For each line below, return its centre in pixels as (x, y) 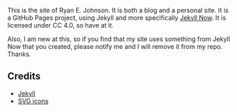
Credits (24, 76)
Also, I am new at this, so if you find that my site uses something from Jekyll (119, 39)
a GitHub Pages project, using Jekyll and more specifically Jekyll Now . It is (117, 18)
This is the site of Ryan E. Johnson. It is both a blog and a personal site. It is (118, 10)
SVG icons (33, 101)
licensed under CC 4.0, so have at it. (60, 25)
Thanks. (19, 54)
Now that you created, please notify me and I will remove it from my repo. (115, 46)
